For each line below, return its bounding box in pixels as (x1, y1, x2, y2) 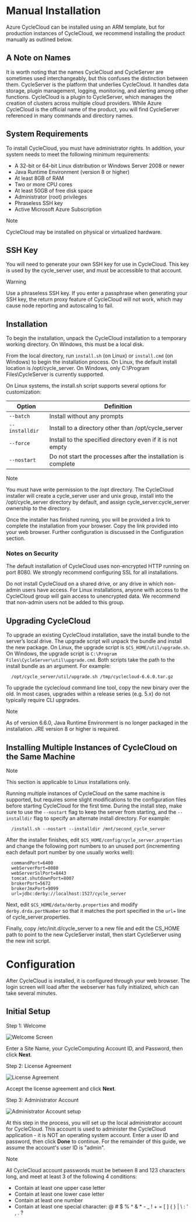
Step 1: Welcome (6, 1022, 47, 1029)
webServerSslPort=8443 (11, 871, 66, 877)
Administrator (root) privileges (14, 193, 87, 200)
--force (9, 440, 30, 447)
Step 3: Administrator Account (6, 1096, 79, 1103)
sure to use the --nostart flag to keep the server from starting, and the (6, 809, 177, 816)
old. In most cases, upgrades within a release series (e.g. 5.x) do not (6, 690, 171, 697)
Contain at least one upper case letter (14, 1184, 106, 1191)
